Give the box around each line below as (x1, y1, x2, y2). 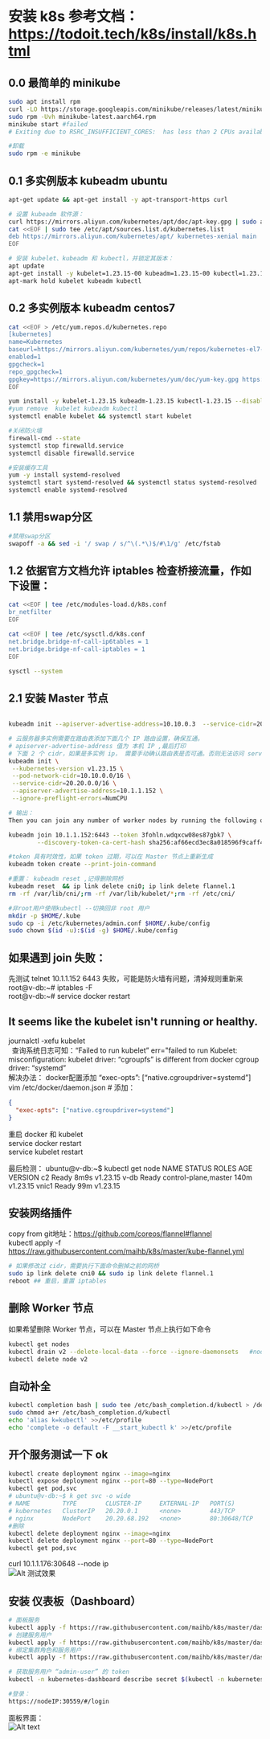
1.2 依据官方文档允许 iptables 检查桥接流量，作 (8, 563, 241, 577)
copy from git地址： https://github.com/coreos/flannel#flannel (8, 1229, 213, 1238)
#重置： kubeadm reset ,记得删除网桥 (8, 875, 124, 883)
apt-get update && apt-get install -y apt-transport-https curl (8, 195, 228, 203)
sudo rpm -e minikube (8, 149, 81, 158)
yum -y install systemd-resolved (8, 471, 121, 479)
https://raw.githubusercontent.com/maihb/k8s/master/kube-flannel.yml (8, 1246, 244, 1256)
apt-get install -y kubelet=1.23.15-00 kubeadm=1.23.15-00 (8, 269, 211, 277)
